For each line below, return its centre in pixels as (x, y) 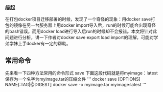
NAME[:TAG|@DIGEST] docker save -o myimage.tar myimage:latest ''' (76, 85)
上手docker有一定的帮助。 (44, 44)
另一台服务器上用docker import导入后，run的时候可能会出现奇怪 (91, 25)
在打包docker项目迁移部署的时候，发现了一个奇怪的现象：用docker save (78, 19)
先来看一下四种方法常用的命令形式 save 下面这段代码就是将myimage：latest (81, 73)
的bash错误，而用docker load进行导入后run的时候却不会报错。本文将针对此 (81, 31)
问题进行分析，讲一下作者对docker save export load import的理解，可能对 (80, 37)
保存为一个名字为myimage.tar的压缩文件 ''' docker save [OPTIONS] (73, 79)
